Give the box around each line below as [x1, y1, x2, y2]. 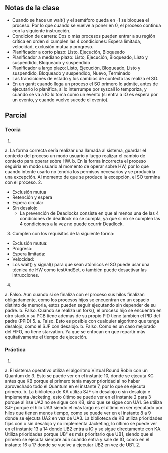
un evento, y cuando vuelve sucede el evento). [12, 97, 109, 103]
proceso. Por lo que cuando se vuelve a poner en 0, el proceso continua [12, 22, 161, 28]
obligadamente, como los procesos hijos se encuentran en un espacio [5, 297, 150, 303]
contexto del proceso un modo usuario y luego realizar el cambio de [5, 152, 146, 159]
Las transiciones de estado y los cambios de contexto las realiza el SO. [12, 75, 159, 81]
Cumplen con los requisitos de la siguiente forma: [12, 230, 115, 236]
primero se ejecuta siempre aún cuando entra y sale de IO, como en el [5, 436, 150, 442]
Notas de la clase [5, 4, 60, 12]
